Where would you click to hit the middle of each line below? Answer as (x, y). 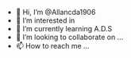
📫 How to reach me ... (52, 46)
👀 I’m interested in (45, 20)
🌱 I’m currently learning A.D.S (64, 29)
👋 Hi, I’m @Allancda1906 (56, 12)
